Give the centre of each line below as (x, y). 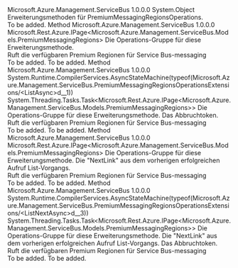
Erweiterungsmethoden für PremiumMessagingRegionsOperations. (106, 17)
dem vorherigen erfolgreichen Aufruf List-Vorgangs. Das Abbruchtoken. (113, 243)
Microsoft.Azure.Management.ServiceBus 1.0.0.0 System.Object (101, 10)
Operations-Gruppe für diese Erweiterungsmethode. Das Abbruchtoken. (113, 115)
